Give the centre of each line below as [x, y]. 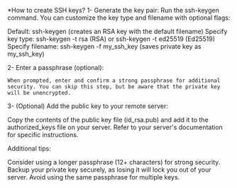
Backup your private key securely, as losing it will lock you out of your [109, 170]
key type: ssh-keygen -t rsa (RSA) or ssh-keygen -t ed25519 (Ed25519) [111, 39]
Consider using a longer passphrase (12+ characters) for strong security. [114, 162]
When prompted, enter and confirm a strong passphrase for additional [114, 81]
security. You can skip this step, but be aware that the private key [114, 87]
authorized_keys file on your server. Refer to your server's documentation [115, 127]
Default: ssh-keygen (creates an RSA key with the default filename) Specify [117, 31]
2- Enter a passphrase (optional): [56, 67]
